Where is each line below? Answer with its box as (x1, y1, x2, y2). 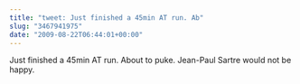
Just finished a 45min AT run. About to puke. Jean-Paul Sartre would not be (9, 55, 292, 66)
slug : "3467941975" (9, 22, 83, 31)
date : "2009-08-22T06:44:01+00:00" (9, 30, 144, 39)
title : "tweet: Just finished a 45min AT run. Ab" (9, 13, 204, 23)
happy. (9, 64, 35, 75)
